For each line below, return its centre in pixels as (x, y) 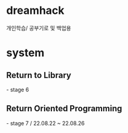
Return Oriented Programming (64, 109)
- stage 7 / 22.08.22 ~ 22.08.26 (46, 123)
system (25, 53)
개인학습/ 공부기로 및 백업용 (39, 28)
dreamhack (35, 11)
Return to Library (39, 75)
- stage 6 (18, 89)
